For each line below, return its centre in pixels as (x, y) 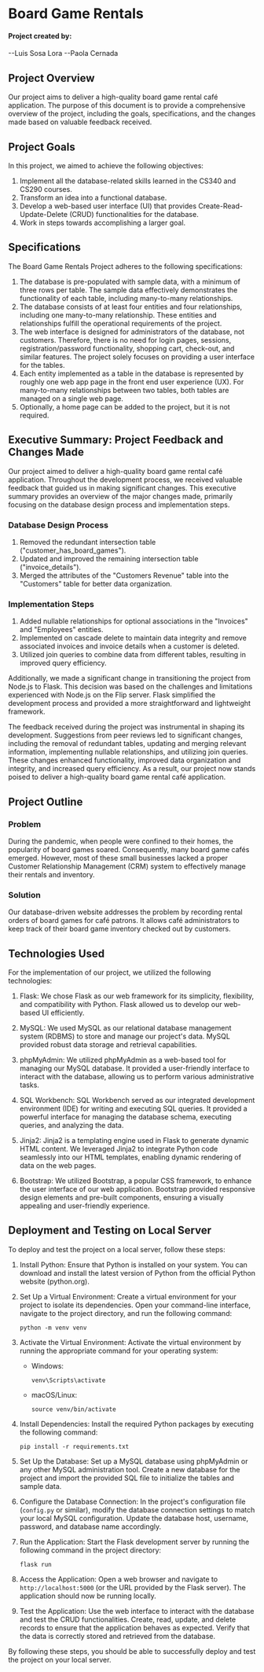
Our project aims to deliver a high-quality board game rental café (113, 97)
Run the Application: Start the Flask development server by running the (134, 1542)
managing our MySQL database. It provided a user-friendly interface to (134, 1068)
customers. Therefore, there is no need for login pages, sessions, (125, 340)
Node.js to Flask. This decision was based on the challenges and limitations (130, 687)
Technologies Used (56, 953)
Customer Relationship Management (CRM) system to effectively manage (127, 866)
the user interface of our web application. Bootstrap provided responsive (137, 1189)
